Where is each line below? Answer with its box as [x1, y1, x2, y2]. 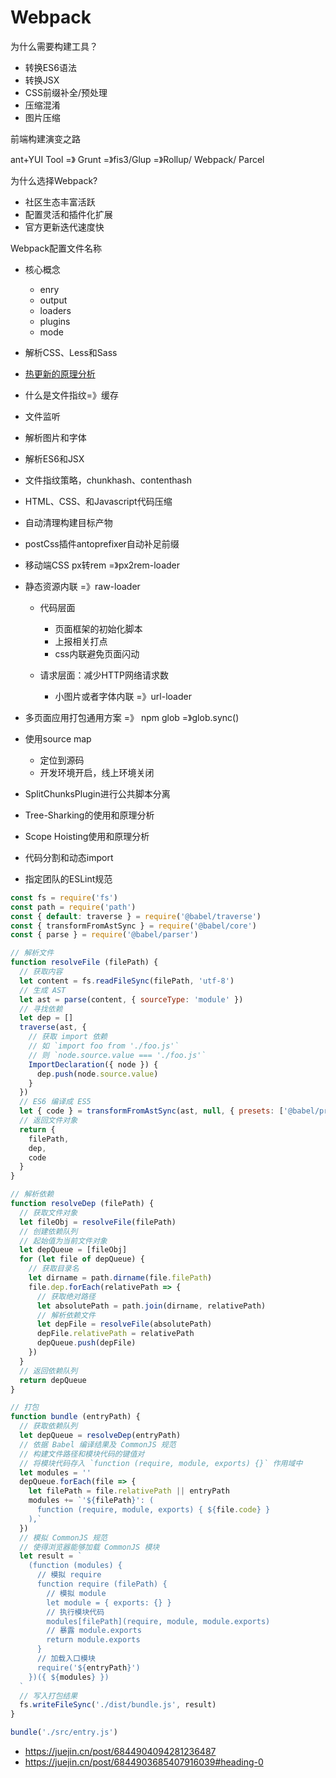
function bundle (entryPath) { [10, 1412, 141, 1422]
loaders [39, 304, 72, 316]
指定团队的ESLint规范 [24, 872, 113, 885]
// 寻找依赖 [19, 1004, 63, 1014]
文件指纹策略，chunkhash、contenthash [24, 474, 193, 486]
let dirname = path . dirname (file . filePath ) [28, 1273, 213, 1283]
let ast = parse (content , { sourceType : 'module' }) [19, 994, 244, 1005]
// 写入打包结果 [19, 1691, 78, 1701]
